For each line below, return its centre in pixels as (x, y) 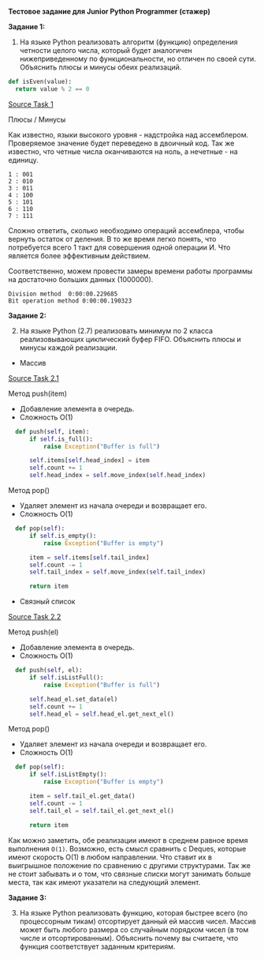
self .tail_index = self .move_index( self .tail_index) (117, 572)
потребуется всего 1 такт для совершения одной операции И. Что (119, 247)
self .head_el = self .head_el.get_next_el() (102, 714)
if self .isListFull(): (66, 678)
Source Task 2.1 (33, 378)
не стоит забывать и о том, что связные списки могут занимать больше (130, 874)
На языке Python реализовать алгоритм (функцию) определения (128, 42)
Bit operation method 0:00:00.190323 (70, 301)
